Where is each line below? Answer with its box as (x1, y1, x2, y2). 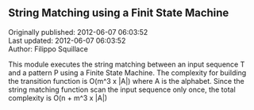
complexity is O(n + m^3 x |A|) (8, 93, 108, 102)
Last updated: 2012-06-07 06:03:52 (8, 36, 126, 45)
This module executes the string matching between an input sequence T (8, 59, 245, 69)
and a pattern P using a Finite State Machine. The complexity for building (8, 67, 247, 78)
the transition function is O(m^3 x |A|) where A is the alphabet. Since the (8, 76, 244, 85)
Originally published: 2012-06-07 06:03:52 (8, 27, 148, 36)
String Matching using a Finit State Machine (8, 6, 229, 20)
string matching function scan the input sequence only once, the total (8, 85, 236, 94)
